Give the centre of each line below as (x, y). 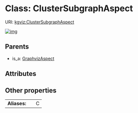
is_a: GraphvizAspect (33, 58)
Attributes (21, 74)
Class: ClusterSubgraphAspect (69, 9)
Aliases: (17, 103)
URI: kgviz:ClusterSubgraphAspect (40, 22)
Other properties (31, 90)
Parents (17, 47)
